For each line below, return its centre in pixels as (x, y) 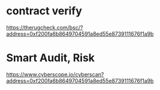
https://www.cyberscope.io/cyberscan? (55, 74)
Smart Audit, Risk (50, 58)
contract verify (44, 11)
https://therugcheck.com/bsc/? (45, 27)
